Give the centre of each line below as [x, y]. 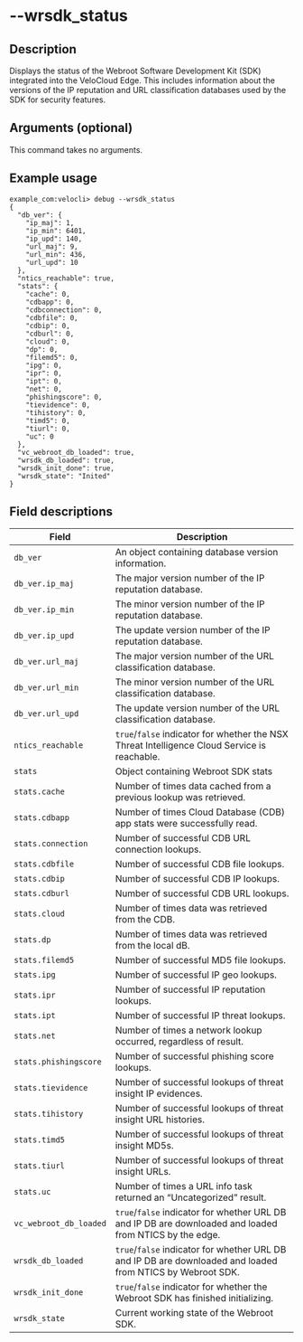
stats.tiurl [40, 1166]
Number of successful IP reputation [190, 989]
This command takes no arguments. [76, 149]
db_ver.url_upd [46, 714]
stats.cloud [40, 914]
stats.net [35, 1036]
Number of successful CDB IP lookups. [197, 879]
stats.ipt [35, 1016]
